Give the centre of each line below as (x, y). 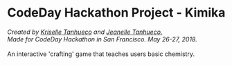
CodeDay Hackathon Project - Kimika (116, 13)
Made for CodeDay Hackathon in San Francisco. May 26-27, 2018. (102, 39)
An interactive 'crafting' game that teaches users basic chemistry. (101, 54)
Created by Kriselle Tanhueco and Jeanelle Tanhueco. (85, 32)
